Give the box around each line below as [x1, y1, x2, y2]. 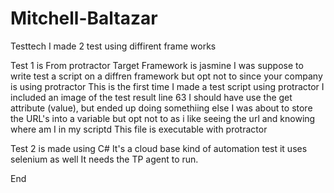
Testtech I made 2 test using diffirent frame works [10, 40, 217, 52]
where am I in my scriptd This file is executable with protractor [10, 123, 268, 135]
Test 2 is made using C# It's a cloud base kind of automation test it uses [10, 142, 308, 154]
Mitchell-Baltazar [10, 7, 158, 30]
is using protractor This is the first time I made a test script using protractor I [10, 80, 325, 92]
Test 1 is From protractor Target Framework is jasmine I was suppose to [10, 59, 304, 71]
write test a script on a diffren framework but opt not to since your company [10, 70, 323, 82]
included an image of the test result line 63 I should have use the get [10, 91, 293, 103]
